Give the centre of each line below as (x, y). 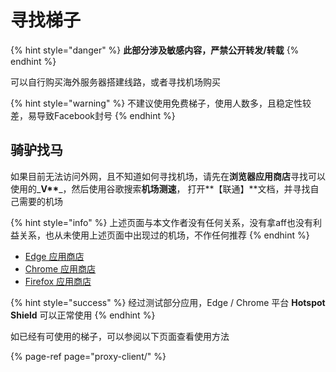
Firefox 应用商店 (58, 281)
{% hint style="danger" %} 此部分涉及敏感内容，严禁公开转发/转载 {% (155, 50)
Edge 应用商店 (54, 256)
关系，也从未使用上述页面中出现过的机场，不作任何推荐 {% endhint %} (164, 235)
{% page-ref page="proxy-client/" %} (88, 356)
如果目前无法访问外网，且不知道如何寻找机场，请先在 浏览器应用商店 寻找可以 (168, 176)
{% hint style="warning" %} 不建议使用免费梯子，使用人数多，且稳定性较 (161, 103)
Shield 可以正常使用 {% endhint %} (83, 315)
